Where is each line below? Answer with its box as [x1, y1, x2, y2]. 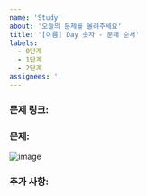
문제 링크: [9, 103, 50, 116]
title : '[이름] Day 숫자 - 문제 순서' [9, 30, 140, 39]
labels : [9, 38, 39, 48]
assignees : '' [9, 72, 63, 81]
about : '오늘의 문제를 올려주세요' [9, 22, 123, 31]
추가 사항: [9, 175, 50, 188]
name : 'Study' [9, 13, 63, 23]
